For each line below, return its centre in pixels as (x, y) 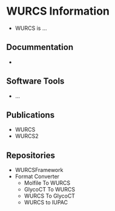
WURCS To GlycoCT (50, 196)
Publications (31, 115)
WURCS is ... (31, 28)
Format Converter (37, 177)
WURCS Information (58, 11)
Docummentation (40, 47)
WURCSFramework (39, 170)
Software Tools (35, 81)
